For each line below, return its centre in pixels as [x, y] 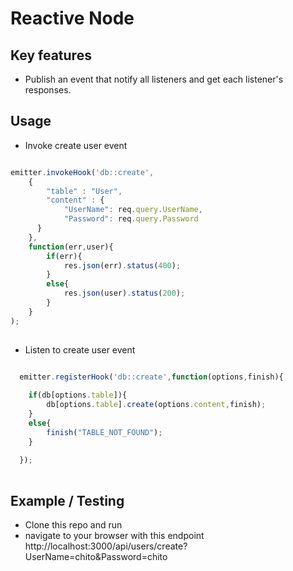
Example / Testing [67, 500]
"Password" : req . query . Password [131, 219]
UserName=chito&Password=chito [96, 556]
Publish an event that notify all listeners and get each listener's [154, 79]
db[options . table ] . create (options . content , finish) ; [156, 405]
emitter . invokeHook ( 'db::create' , [82, 172]
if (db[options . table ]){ [78, 395]
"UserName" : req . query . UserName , [133, 210]
